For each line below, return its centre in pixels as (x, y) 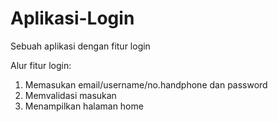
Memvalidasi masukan (70, 95)
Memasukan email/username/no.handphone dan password (146, 84)
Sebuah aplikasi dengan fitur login (80, 46)
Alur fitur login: (41, 65)
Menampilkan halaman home (84, 106)
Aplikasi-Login (72, 18)
